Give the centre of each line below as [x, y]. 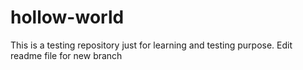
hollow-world [67, 17]
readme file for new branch [66, 55]
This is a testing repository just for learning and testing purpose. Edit [151, 45]
